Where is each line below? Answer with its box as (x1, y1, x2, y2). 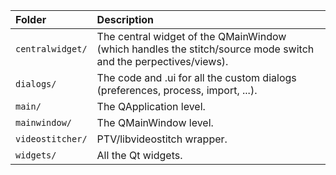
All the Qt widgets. (96, 149, 183, 162)
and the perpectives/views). (96, 55, 229, 68)
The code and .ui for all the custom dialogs (96, 71, 297, 84)
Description (96, 13, 155, 26)
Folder (15, 13, 47, 26)
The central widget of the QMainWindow (96, 30, 287, 43)
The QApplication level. (96, 100, 206, 113)
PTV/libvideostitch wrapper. (96, 132, 228, 146)
